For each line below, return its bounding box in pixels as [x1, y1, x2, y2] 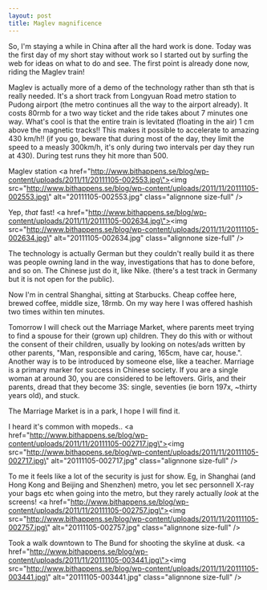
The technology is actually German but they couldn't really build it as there [8, 248, 255, 258]
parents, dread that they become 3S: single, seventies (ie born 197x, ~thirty [8, 382, 257, 392]
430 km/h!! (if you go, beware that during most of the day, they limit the [8, 133, 245, 143]
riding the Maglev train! [8, 67, 86, 76]
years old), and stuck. [8, 390, 80, 400]
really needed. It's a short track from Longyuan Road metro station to [8, 91, 237, 100]
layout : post [8, 11, 52, 20]
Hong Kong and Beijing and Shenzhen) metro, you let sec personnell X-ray [8, 479, 255, 490]
